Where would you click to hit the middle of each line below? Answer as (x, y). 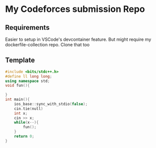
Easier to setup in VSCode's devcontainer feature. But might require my (78, 39)
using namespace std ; (28, 81)
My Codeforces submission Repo (75, 9)
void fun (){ (17, 85)
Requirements (27, 28)
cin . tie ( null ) (29, 109)
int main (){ (17, 100)
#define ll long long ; (29, 76)
